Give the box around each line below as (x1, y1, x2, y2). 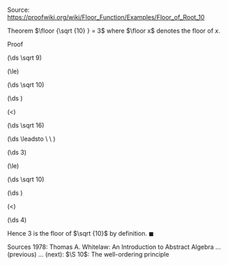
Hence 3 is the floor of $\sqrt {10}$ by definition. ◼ (7, 229, 154, 238)
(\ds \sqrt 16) (7, 121, 45, 130)
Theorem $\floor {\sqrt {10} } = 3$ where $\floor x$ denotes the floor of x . (7, 26, 221, 35)
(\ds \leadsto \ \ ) (7, 135, 56, 143)
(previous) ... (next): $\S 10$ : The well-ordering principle (7, 250, 169, 259)
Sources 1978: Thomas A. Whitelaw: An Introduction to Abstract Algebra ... (7, 243, 221, 251)
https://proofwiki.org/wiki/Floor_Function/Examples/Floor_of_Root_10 (7, 13, 205, 22)
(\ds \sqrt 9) (7, 54, 42, 62)
